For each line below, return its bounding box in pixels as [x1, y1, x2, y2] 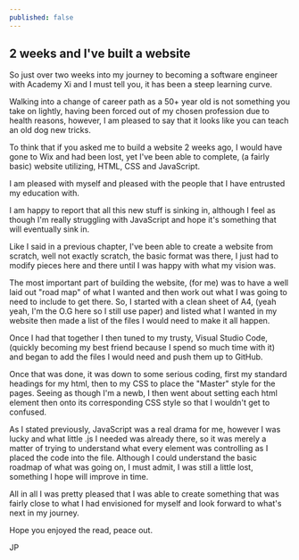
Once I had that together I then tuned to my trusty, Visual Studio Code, [9, 333, 268, 343]
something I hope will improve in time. [9, 472, 149, 482]
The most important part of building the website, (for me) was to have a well [9, 277, 288, 288]
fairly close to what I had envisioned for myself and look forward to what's [9, 498, 282, 509]
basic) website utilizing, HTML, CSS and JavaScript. [9, 161, 201, 172]
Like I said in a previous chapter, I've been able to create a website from [9, 242, 274, 252]
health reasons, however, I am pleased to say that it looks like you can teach [9, 115, 289, 126]
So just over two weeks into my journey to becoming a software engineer [9, 70, 278, 80]
